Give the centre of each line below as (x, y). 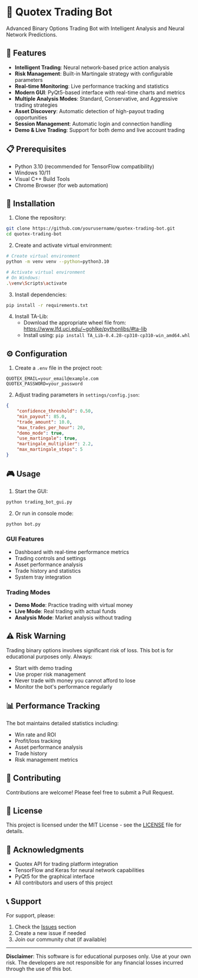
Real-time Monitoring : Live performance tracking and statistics (92, 86)
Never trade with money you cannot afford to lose (75, 680)
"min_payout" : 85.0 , (42, 417)
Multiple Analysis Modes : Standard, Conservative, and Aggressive (96, 98)
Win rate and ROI (35, 734)
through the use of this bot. (39, 969)
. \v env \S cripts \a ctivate (37, 283)
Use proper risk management (50, 674)
